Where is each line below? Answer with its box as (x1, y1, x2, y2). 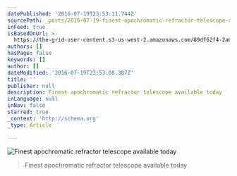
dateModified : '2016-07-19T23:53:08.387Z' (7, 69, 134, 76)
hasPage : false (7, 50, 52, 57)
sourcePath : (7, 17, 42, 24)
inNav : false (7, 102, 46, 109)
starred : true (7, 108, 49, 115)
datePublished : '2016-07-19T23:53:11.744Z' (7, 10, 138, 18)
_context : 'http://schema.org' (7, 115, 99, 122)
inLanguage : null (7, 96, 59, 103)
